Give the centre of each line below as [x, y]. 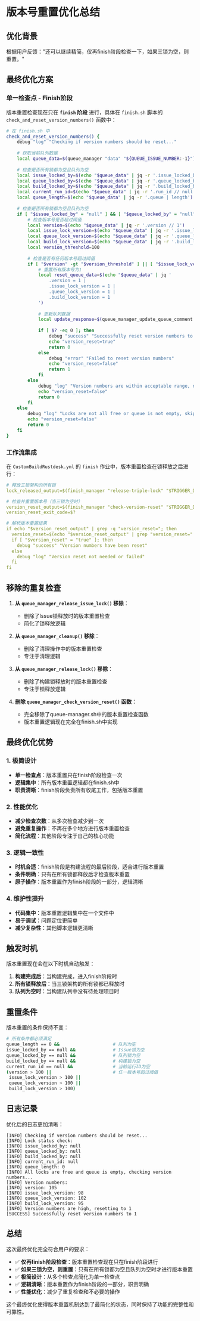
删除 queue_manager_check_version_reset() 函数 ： [76, 702]
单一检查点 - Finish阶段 [39, 98]
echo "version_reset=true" [82, 341]
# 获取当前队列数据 [37, 153]
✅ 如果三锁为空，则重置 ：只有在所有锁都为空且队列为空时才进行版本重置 [104, 1269]
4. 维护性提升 [25, 899]
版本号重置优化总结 [53, 12]
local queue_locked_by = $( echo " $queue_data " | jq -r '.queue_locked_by [107, 181]
